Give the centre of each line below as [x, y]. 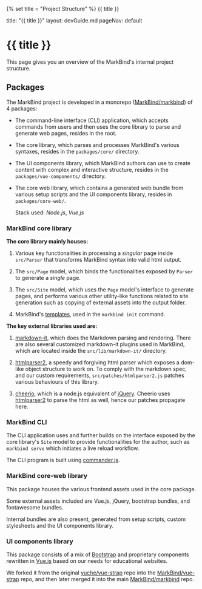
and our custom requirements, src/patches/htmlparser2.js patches [100, 375]
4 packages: [22, 108]
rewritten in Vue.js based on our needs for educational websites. [87, 560]
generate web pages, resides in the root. [66, 133]
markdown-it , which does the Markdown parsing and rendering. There [103, 338]
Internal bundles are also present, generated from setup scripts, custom [96, 519]
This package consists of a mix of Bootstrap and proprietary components [98, 554]
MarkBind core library [39, 228]
